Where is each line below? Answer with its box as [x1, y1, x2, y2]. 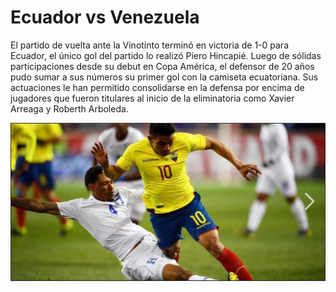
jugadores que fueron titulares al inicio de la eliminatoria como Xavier [10, 92, 295, 104]
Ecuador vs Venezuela [10, 6, 200, 29]
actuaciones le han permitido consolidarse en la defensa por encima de [10, 81, 305, 93]
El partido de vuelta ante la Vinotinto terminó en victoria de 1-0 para [10, 39, 289, 51]
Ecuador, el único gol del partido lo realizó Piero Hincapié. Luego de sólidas [10, 49, 322, 61]
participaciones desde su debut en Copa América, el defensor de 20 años [10, 60, 315, 72]
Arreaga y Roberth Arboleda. [10, 102, 129, 115]
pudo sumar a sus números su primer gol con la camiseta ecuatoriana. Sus [10, 71, 319, 83]
